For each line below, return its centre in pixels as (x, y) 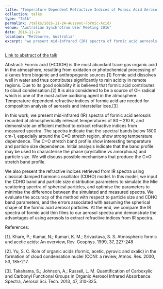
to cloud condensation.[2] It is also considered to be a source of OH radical (80, 90)
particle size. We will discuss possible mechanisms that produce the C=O (78, 157)
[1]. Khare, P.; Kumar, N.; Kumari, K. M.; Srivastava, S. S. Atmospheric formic (81, 236)
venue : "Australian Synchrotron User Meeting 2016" (58, 28)
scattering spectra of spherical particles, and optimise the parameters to (77, 187)
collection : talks (24, 14)
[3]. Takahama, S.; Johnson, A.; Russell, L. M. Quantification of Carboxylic (79, 271)
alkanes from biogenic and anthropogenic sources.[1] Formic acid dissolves (81, 75)
